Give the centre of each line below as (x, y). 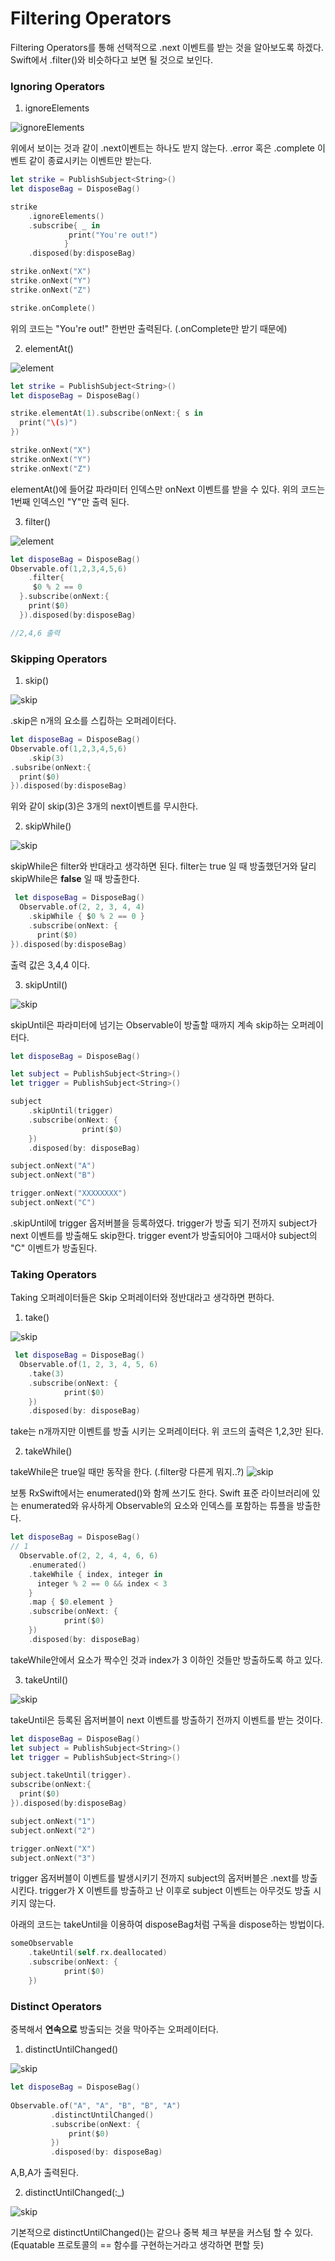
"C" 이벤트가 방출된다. (54, 1248)
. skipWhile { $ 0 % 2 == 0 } (86, 917)
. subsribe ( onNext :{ (51, 767)
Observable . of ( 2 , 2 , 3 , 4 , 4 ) (82, 907)
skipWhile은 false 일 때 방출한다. (75, 879)
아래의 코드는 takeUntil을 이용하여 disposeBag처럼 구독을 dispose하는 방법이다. (167, 1924)
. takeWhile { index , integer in (95, 1574)
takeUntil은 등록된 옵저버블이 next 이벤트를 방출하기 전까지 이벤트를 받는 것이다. (166, 1719)
